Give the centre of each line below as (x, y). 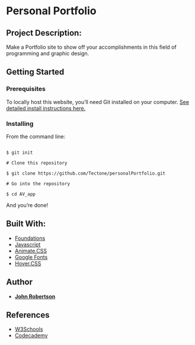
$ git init (20, 153)
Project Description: (44, 33)
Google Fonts (31, 257)
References (28, 315)
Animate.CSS (31, 251)
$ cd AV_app (21, 194)
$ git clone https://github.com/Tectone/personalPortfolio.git (86, 173)
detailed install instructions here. (46, 108)
